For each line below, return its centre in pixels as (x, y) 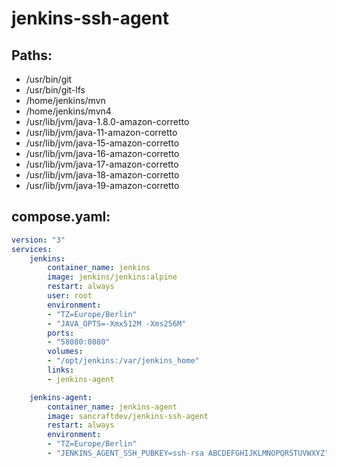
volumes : (65, 352)
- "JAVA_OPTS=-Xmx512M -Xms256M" (117, 323)
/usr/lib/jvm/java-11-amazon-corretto (101, 132)
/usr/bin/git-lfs (55, 90)
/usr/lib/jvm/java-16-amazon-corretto (102, 153)
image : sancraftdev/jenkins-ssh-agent (128, 416)
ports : (61, 333)
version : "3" (38, 240)
